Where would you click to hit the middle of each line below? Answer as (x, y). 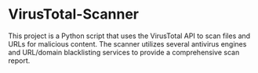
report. (19, 61)
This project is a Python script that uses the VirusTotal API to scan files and (129, 36)
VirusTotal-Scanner (74, 14)
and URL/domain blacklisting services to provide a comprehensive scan (124, 52)
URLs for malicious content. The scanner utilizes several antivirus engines (127, 43)
